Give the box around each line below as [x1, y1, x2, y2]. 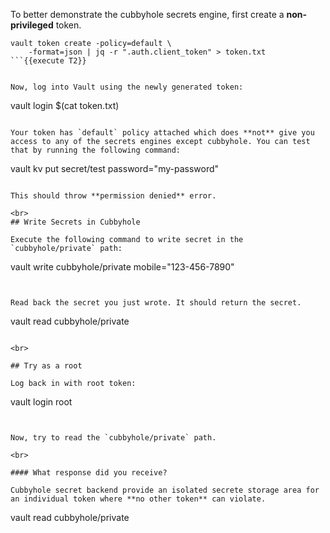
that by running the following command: [10, 145, 182, 155]
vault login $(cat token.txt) [10, 100, 120, 111]
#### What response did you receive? [10, 468, 168, 478]
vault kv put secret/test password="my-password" [10, 163, 220, 174]
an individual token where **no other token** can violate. [10, 494, 267, 504]
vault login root [10, 396, 73, 408]
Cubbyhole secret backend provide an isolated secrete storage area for [10, 485, 320, 495]
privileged [10, 19, 54, 31]
